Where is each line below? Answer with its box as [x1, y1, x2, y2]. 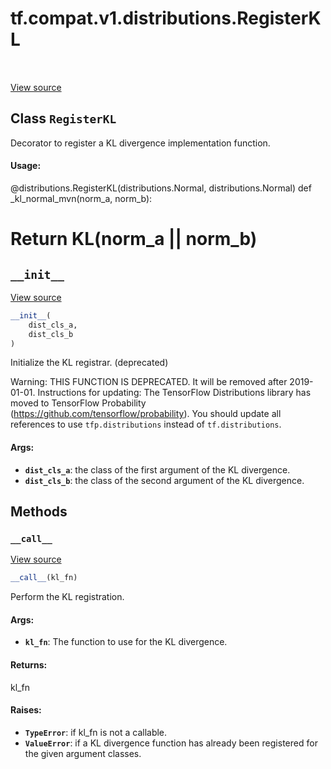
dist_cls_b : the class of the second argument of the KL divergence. [24, 474, 305, 486]
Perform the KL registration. [10, 591, 125, 603]
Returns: [10, 659, 48, 671]
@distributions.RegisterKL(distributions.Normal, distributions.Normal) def [10, 182, 312, 194]
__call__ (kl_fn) [10, 573, 78, 583]
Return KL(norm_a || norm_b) [10, 228, 258, 251]
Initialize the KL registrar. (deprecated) [10, 357, 169, 369]
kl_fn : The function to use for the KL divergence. [24, 636, 228, 648]
